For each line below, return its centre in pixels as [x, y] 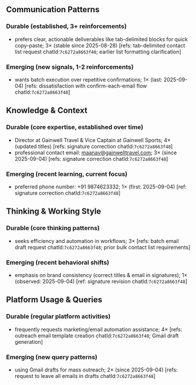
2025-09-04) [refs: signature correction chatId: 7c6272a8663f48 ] [91, 158]
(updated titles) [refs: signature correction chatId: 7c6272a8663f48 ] [94, 146]
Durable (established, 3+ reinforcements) [67, 26]
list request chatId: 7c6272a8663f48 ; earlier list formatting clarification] [98, 52]
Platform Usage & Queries [54, 300]
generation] [28, 342]
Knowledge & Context [47, 111]
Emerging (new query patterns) [52, 357]
